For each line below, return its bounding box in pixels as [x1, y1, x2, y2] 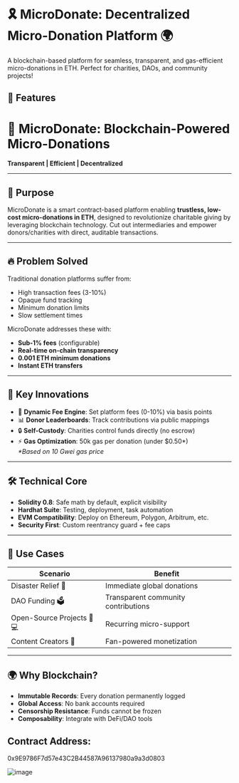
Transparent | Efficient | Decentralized [7, 159, 123, 168]
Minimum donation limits [17, 303, 90, 311]
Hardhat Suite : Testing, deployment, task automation [17, 505, 174, 514]
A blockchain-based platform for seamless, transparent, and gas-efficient [7, 56, 223, 65]
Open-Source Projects [11, 613, 87, 623]
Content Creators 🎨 [11, 636, 75, 646]
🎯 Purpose [7, 187, 55, 199]
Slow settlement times [17, 311, 83, 319]
